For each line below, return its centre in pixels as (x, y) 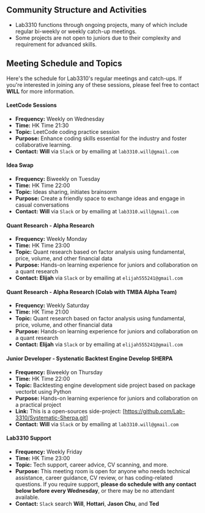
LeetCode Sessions (32, 105)
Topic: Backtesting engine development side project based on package (105, 385)
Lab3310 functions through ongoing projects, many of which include (101, 24)
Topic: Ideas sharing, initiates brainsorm (66, 192)
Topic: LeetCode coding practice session (67, 131)
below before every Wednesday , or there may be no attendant (95, 490)
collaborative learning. (43, 145)
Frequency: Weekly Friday (49, 451)
